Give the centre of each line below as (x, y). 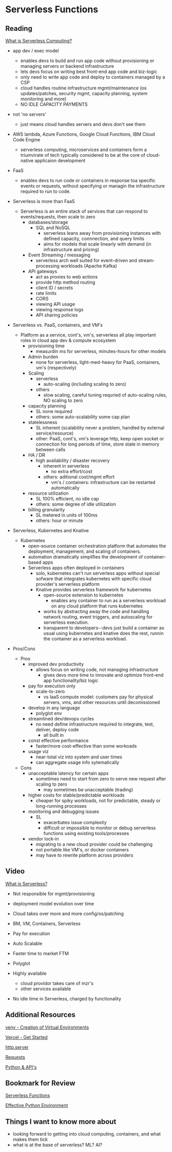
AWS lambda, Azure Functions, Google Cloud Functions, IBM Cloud (84, 134)
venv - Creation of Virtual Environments (47, 1027)
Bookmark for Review (40, 1083)
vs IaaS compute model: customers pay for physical (98, 697)
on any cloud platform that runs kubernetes (97, 606)
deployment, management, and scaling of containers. (84, 551)
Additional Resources (40, 1015)
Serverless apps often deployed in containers (76, 568)
